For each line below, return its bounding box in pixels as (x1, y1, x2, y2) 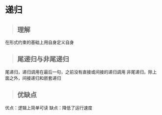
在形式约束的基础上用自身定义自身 (5, 40, 74, 45)
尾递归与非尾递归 (17, 55, 69, 64)
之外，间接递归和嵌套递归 (9, 75, 61, 81)
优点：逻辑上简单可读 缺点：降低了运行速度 (5, 105, 92, 111)
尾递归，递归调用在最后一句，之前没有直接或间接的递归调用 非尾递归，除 (5, 69, 153, 75)
